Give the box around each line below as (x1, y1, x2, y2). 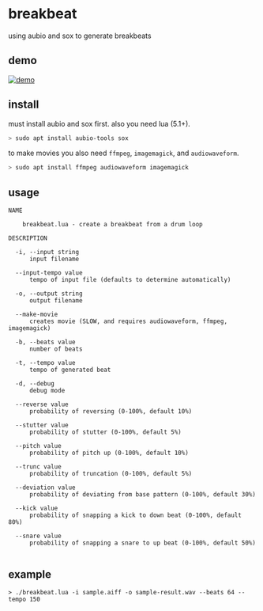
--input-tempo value (15, 269, 83, 277)
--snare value (15, 532, 62, 541)
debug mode (28, 387, 66, 395)
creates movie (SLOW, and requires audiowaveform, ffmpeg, (28, 317, 227, 325)
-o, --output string (15, 290, 83, 298)
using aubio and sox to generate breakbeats (8, 31, 152, 40)
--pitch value (15, 442, 62, 450)
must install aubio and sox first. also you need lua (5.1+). (8, 119, 191, 128)
